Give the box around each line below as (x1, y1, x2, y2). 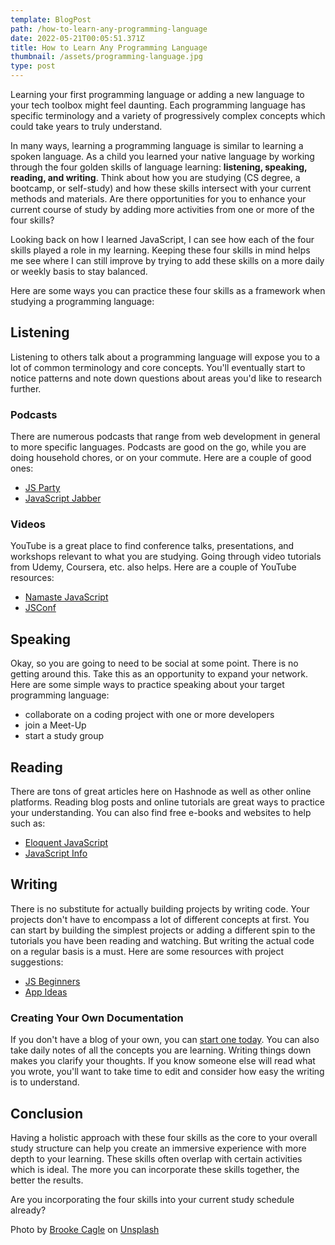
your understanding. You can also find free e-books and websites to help (10, 807, 312, 819)
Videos (10, 517, 46, 531)
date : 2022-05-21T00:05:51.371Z (10, 33, 145, 43)
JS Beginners (24, 975, 81, 987)
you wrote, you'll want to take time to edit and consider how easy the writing (10, 1066, 325, 1078)
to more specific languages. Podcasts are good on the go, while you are (10, 441, 307, 453)
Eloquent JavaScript (24, 837, 109, 849)
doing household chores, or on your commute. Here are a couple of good (10, 452, 312, 464)
